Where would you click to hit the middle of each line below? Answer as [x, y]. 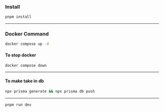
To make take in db [24, 81]
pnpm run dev [18, 105]
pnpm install [18, 17]
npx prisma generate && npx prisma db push [50, 91]
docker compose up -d [27, 44]
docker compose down [26, 65]
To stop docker [21, 55]
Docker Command [27, 34]
